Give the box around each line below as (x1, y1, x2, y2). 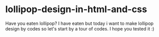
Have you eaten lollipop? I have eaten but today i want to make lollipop (5, 20, 154, 26)
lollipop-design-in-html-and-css (5, 4, 147, 15)
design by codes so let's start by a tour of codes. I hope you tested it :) (5, 25, 154, 31)
